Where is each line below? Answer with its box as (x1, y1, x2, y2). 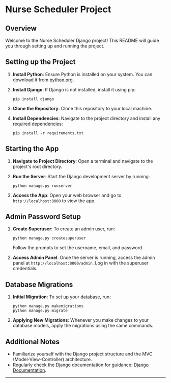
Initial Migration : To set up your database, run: (12, 294, 111, 300)
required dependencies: (12, 121, 63, 127)
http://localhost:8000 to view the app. (12, 198, 96, 204)
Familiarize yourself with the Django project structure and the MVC (12, 351, 153, 357)
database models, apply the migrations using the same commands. (12, 323, 154, 329)
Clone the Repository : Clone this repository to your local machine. (12, 105, 153, 111)
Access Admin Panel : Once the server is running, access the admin (12, 254, 155, 261)
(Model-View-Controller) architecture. (12, 356, 93, 363)
